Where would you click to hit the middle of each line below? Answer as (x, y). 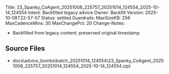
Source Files (25, 49)
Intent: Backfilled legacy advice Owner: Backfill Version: (86, 12)
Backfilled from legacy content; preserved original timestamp (76, 33)
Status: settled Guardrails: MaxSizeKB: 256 (86, 18)
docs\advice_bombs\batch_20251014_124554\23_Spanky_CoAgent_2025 (88, 60)
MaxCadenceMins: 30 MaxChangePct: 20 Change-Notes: (65, 23)
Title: (11, 7)
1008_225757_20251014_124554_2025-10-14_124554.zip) (72, 66)
